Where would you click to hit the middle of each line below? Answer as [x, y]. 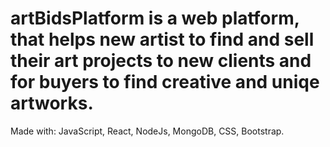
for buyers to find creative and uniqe [165, 82]
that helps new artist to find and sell [162, 39]
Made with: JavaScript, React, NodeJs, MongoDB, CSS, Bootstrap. [147, 131]
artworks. [52, 103]
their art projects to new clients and [161, 61]
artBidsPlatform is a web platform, [155, 18]
